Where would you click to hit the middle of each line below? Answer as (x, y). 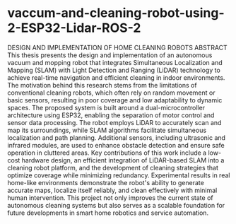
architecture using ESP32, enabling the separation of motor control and (111, 115)
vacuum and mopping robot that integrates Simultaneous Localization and (115, 62)
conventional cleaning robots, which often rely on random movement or (111, 93)
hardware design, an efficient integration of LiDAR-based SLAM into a (123, 160)
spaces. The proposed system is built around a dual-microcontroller (106, 107)
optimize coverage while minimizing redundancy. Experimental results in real (119, 175)
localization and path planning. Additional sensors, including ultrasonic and (117, 137)
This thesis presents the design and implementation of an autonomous (110, 55)
